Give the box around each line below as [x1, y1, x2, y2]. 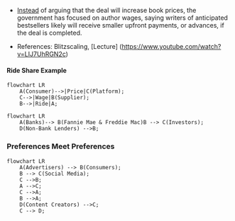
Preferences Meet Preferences [6, 142, 115, 152]
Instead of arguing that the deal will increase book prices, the [16, 6, 197, 14]
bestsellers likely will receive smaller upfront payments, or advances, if [16, 21, 224, 29]
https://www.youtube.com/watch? [121, 42, 222, 50]
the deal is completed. [16, 28, 82, 37]
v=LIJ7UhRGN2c [16, 50, 67, 58]
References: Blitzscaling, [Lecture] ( [16, 42, 122, 50]
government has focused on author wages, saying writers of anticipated [16, 13, 229, 22]
